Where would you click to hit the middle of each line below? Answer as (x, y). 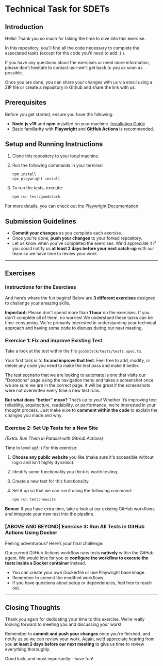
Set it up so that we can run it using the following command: (72, 491)
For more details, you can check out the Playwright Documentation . (72, 206)
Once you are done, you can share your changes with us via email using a (79, 82)
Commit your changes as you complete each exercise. (67, 233)
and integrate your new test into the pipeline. (50, 514)
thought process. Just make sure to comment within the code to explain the (81, 410)
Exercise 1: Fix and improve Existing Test (54, 340)
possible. (14, 73)
